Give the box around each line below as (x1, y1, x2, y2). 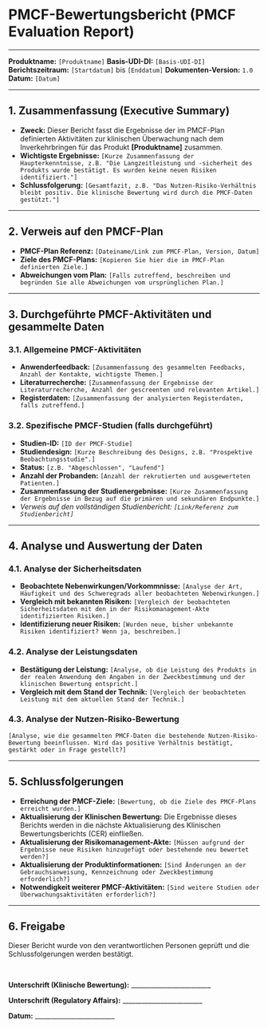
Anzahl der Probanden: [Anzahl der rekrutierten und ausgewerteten (19, 470, 251, 480)
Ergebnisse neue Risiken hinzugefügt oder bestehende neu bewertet (19, 845, 249, 854)
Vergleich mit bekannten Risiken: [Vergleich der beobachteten (19, 597, 231, 606)
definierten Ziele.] (19, 263, 89, 271)
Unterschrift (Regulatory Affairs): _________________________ (8, 996, 203, 1006)
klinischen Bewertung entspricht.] (19, 680, 139, 688)
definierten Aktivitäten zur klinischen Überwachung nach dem (19, 133, 224, 143)
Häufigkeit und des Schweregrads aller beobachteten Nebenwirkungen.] (19, 589, 260, 598)
